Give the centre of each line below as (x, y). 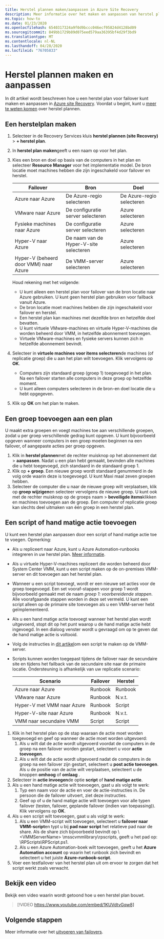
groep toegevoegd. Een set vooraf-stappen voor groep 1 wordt (75, 588)
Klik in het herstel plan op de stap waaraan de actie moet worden (77, 733)
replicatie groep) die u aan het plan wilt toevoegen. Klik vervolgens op (82, 358)
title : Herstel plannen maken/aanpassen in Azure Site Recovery (72, 10)
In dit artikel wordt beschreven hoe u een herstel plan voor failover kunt (77, 99)
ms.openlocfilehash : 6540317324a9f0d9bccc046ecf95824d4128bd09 (71, 28)
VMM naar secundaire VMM (47, 721)
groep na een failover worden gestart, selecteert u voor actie (81, 749)
